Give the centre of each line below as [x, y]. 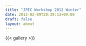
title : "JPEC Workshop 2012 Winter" [43, 10]
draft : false [19, 19]
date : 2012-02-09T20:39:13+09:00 [40, 14]
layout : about [20, 24]
